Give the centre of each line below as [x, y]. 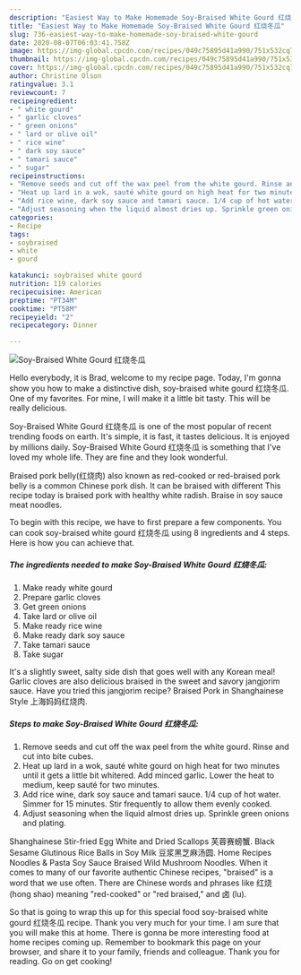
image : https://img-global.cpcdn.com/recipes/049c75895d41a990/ [132, 51]
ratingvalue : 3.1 [42, 84]
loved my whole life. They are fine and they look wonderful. [119, 457]
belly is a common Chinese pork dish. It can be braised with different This [145, 486]
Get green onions [54, 607]
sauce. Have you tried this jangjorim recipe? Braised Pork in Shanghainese [146, 691]
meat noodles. [36, 505]
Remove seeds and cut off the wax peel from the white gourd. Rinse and [155, 747]
